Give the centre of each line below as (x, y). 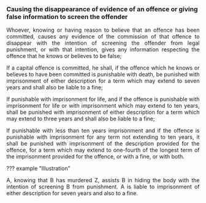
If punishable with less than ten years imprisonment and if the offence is (103, 131)
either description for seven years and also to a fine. (72, 193)
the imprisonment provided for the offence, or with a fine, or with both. (96, 157)
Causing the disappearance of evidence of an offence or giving (102, 9)
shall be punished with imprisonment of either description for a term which (103, 113)
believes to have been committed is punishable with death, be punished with (103, 75)
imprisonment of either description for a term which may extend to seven (103, 81)
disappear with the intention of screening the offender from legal (103, 43)
